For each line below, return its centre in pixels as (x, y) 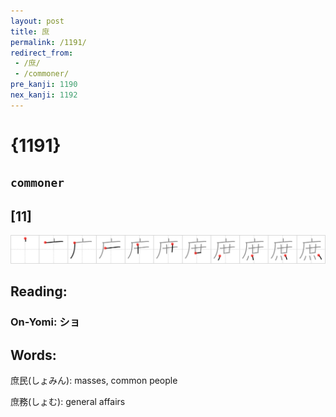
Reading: (39, 291)
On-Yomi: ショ (45, 322)
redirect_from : (42, 53)
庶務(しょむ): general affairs (68, 402)
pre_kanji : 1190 (44, 85)
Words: (33, 355)
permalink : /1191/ (48, 42)
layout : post (37, 21)
